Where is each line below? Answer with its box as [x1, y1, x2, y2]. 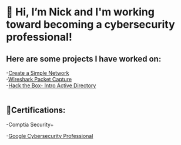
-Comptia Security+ [6, 121, 54, 128]
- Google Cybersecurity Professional [6, 132, 93, 139]
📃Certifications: [6, 106, 66, 116]
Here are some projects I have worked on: [6, 54, 162, 64]
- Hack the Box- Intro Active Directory [6, 82, 96, 89]
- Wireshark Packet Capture [6, 76, 72, 83]
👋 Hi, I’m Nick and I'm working [6, 5, 155, 19]
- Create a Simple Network [6, 70, 69, 76]
